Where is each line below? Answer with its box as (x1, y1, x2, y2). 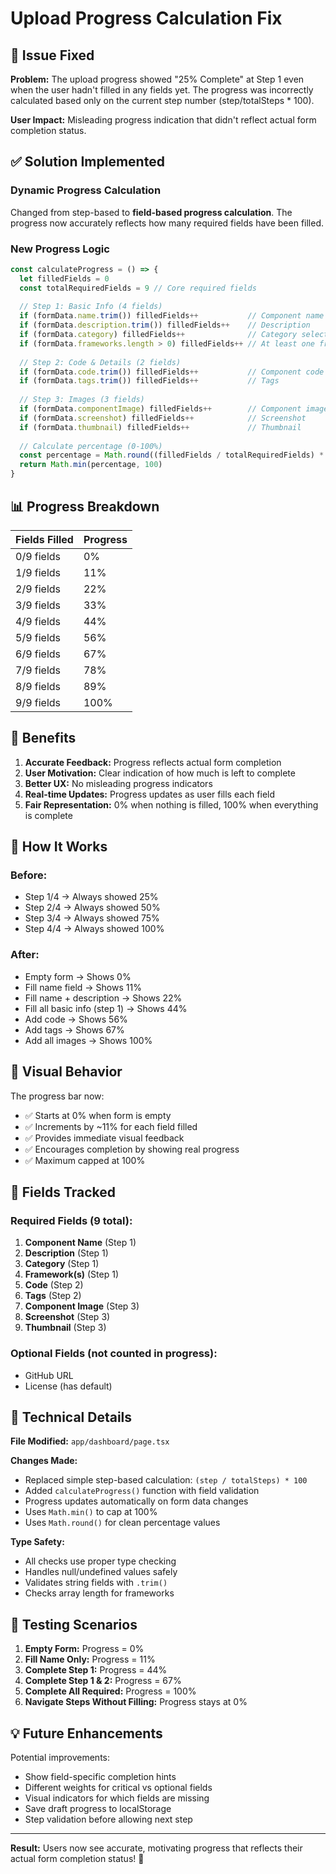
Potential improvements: (10, 1751, 111, 1763)
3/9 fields (15, 598, 62, 612)
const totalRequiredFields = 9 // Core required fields (19, 283, 257, 293)
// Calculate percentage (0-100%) (19, 441, 163, 451)
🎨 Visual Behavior (10, 1063, 123, 1081)
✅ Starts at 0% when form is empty (24, 1109, 172, 1121)
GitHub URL (24, 1369, 74, 1381)
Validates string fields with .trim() (24, 1577, 168, 1589)
